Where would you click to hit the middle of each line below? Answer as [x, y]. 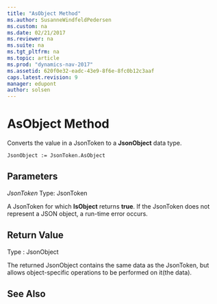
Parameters [33, 177]
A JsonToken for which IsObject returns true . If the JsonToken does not [108, 206]
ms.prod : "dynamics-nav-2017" [50, 65]
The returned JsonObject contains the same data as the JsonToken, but [108, 265]
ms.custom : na [27, 26]
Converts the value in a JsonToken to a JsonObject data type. [94, 143]
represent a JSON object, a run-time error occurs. [78, 213]
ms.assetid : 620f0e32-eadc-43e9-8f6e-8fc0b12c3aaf [81, 71]
